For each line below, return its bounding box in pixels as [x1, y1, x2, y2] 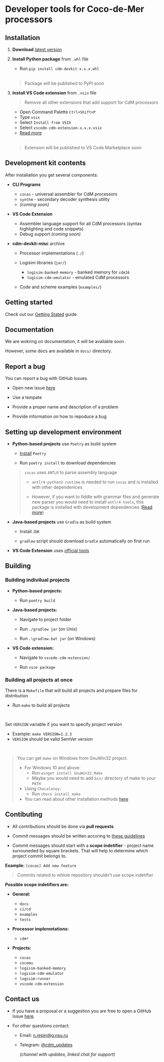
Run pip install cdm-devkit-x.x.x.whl [19, 65, 100, 71]
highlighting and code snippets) [19, 225, 84, 232]
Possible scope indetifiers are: [5, 881, 69, 887]
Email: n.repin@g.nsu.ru [19, 1032, 68, 1038]
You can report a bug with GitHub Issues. [5, 375, 88, 381]
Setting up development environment [5, 428, 122, 436]
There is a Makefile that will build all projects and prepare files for [5, 687, 138, 693]
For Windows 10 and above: [24, 765, 81, 771]
